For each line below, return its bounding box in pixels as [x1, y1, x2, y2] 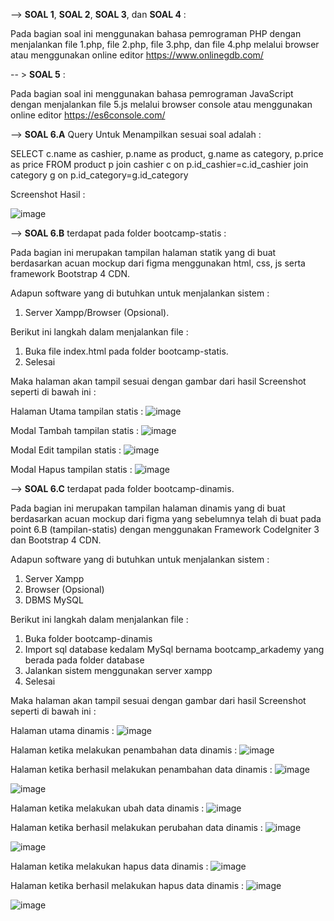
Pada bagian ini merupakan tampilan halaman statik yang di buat [10, 247, 277, 258]
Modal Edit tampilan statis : [10, 444, 122, 456]
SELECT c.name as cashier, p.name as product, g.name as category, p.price [10, 148, 324, 159]
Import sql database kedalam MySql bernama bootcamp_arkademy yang [24, 644, 325, 655]
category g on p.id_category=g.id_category [10, 169, 189, 181]
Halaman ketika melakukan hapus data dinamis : [10, 860, 209, 872]
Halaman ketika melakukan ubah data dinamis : [10, 802, 205, 814]
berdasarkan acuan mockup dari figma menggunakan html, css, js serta [10, 257, 306, 269]
